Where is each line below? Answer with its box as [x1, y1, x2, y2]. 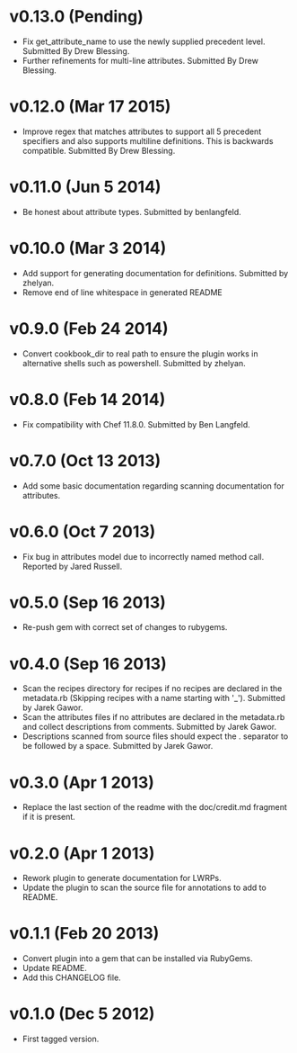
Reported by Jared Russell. [22, 561, 123, 571]
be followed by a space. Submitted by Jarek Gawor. [22, 741, 214, 751]
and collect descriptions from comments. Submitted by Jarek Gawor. [22, 722, 277, 733]
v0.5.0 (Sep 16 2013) [9, 592, 166, 613]
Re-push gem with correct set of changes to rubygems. [22, 622, 228, 633]
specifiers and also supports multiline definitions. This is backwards [22, 135, 274, 146]
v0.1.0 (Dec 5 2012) [9, 1003, 155, 1024]
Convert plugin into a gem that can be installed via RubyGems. [22, 953, 253, 964]
